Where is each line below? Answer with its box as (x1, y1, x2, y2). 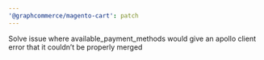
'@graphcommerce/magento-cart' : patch (8, 11, 139, 20)
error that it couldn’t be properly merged (8, 42, 143, 52)
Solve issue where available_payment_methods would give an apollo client (8, 34, 257, 43)
